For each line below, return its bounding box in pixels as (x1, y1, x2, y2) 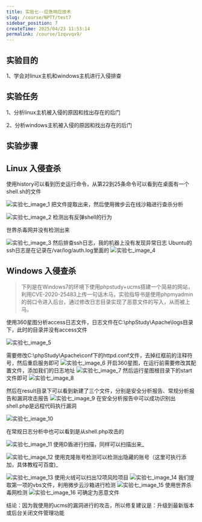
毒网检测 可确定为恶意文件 (6, 489, 119, 496)
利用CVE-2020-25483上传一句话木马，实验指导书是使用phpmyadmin (21, 291, 194, 298)
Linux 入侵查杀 (6, 163, 62, 174)
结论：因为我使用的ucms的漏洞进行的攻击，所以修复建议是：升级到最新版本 (6, 502, 194, 509)
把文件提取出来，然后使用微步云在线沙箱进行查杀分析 (51, 200, 184, 208)
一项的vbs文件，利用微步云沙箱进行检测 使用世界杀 (16, 481, 192, 488)
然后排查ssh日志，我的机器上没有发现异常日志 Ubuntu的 (52, 239, 192, 246)
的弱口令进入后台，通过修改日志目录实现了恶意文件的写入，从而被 (21, 298, 185, 305)
